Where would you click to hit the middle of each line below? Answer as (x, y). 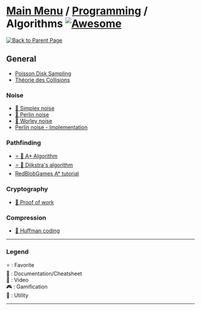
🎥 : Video (17, 280)
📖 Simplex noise (35, 108)
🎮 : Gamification (27, 287)
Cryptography (27, 189)
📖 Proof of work (34, 202)
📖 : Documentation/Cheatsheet (44, 274)
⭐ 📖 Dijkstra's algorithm (44, 165)
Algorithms (35, 24)
